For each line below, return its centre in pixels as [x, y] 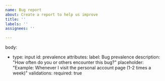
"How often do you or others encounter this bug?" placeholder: [78, 62]
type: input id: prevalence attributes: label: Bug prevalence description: [86, 57]
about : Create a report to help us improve [52, 15]
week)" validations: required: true [47, 73]
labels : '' [17, 24]
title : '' [16, 19]
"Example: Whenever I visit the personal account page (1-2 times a [82, 68]
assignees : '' [20, 29]
